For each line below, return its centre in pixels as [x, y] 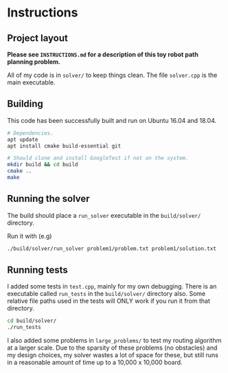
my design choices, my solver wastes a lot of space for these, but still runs [113, 355]
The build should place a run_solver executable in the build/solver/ [104, 215]
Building [25, 104]
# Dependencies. [30, 133]
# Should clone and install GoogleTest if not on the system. [98, 158]
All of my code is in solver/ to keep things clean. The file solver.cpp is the [112, 75]
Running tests [38, 270]
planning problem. [34, 62]
